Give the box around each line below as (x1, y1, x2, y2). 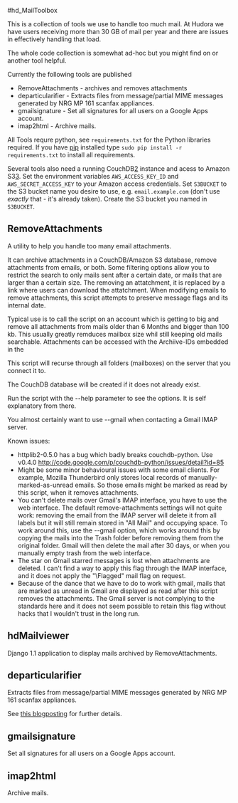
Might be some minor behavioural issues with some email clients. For (17, 466, 220, 474)
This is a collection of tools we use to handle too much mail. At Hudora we (7, 20, 225, 28)
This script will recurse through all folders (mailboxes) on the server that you (7, 359, 231, 367)
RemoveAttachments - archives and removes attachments (17, 84, 188, 92)
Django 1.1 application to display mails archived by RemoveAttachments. (7, 649, 217, 657)
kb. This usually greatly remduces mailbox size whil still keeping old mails (7, 330, 222, 338)
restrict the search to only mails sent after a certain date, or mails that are (7, 271, 222, 279)
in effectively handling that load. (7, 35, 102, 43)
